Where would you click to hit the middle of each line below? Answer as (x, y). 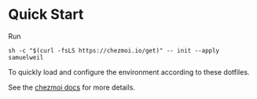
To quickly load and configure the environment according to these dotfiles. (129, 71)
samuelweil (26, 57)
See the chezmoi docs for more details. (72, 87)
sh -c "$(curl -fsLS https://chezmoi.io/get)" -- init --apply (114, 50)
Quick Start (46, 15)
